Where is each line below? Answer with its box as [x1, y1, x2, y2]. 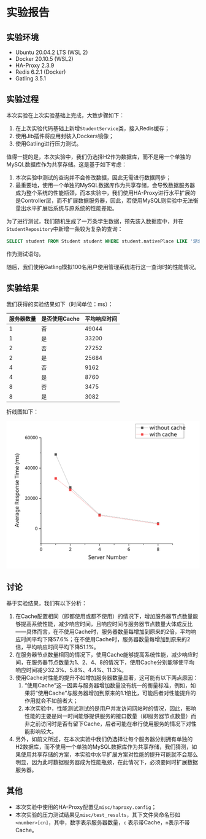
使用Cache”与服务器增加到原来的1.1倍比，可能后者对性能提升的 [37, 689, 196, 697]
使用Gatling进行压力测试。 [15, 139, 82, 147]
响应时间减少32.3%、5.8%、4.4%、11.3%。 [15, 666, 127, 673]
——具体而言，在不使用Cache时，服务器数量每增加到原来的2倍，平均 [15, 628, 191, 635]
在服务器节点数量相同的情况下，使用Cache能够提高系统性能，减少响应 [15, 650, 193, 658]
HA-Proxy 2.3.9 [15, 62, 55, 69]
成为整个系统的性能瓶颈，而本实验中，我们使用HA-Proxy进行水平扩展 [15, 189, 191, 197]
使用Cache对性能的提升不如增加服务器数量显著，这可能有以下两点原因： [15, 674, 199, 681]
